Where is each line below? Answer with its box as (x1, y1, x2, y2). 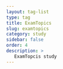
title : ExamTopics (6, 20, 52, 26)
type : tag (6, 14, 31, 20)
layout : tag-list (6, 8, 49, 15)
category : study (6, 31, 46, 37)
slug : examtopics (6, 25, 49, 32)
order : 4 (6, 43, 28, 49)
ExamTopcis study (14, 53, 58, 59)
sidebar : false (6, 37, 44, 43)
